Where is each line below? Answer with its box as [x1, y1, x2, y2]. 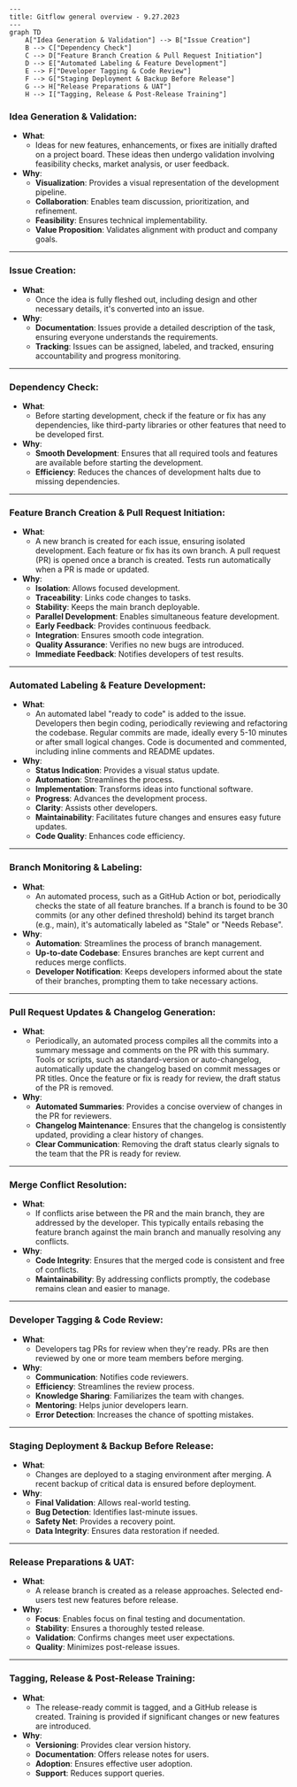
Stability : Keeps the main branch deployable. [34, 602, 201, 612]
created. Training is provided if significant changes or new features [34, 1711, 280, 1722]
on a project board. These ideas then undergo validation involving [34, 150, 275, 160]
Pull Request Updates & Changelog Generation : [9, 1005, 217, 1018]
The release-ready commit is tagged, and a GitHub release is [34, 1701, 258, 1713]
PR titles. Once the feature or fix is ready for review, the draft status [34, 1073, 281, 1084]
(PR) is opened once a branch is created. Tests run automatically [34, 555, 271, 566]
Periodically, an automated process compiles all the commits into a [34, 1036, 278, 1046]
